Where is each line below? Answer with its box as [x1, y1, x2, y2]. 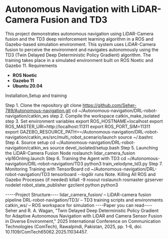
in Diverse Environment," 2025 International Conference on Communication [5, 218, 161, 224]
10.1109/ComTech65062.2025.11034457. [5, 228, 88, 234]
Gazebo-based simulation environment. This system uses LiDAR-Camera [5, 41, 156, 47]
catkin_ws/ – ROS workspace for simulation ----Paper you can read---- [5, 202, 152, 208]
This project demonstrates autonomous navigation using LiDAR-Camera [5, 30, 154, 36]
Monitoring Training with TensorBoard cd [5, 166, 90, 172]
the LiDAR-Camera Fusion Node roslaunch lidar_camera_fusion [5, 150, 135, 156]
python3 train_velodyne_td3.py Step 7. [84, 160, 163, 166]
